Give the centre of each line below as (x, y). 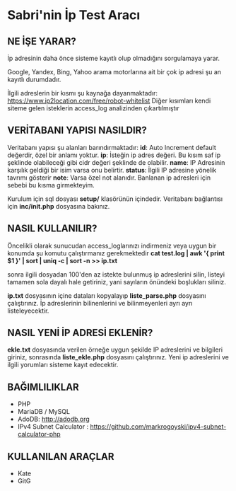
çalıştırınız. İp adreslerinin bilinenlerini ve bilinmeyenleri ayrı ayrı (100, 303)
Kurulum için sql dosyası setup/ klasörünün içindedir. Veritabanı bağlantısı (115, 199)
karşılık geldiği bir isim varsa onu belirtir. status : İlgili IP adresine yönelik (112, 170)
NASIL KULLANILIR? (52, 229)
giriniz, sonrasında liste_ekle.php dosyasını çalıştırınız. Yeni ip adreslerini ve (118, 357)
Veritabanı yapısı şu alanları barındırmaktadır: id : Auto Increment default (112, 147)
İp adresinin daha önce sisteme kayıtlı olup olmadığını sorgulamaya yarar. (114, 58)
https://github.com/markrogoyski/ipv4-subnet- (158, 427)
